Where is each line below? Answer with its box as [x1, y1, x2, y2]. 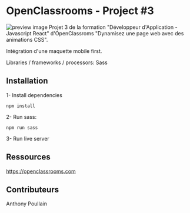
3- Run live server [6, 135, 50, 142]
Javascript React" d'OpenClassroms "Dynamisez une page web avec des [6, 29, 184, 36]
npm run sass [6, 125, 38, 131]
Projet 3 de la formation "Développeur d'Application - [49, 24, 178, 31]
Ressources [6, 152, 51, 162]
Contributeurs [6, 184, 59, 195]
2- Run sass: [6, 113, 37, 120]
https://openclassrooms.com [6, 168, 76, 175]
